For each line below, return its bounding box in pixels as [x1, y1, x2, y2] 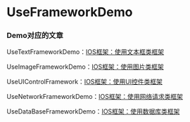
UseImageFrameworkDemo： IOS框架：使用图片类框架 [6, 62, 164, 71]
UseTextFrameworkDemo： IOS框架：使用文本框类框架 [6, 48, 165, 56]
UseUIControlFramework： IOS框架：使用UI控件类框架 [6, 78, 163, 86]
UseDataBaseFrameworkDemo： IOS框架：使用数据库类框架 [6, 107, 180, 116]
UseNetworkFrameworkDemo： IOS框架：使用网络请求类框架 [6, 93, 184, 101]
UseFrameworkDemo [6, 4, 133, 20]
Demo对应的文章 [6, 31, 64, 41]
